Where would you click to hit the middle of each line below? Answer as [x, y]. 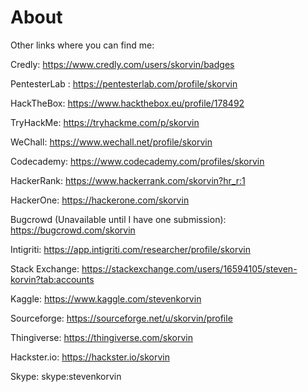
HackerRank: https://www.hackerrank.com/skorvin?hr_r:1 [128, 180]
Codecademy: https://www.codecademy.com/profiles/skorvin [137, 161]
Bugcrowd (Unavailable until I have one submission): [118, 219]
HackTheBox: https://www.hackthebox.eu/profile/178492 [127, 103]
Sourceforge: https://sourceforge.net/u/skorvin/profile [121, 318]
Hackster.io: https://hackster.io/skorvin [90, 357]
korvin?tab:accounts [52, 279]
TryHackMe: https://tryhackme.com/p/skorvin [105, 122]
